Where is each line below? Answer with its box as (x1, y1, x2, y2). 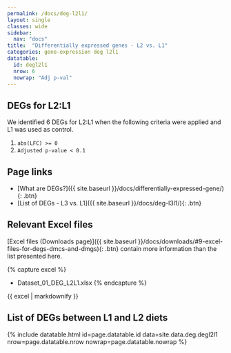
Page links (7, 166, 53, 178)
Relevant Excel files (7, 219, 93, 231)
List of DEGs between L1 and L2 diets (7, 312, 168, 324)
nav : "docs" (13, 36, 48, 43)
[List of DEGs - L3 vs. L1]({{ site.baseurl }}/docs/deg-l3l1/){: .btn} (17, 199, 202, 207)
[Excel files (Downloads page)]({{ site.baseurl (7, 237, 137, 245)
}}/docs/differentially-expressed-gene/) (111, 184, 224, 192)
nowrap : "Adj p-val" (13, 74, 72, 81)
